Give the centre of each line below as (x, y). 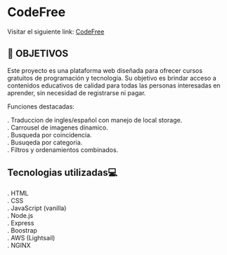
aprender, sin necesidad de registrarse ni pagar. (77, 92)
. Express (21, 223)
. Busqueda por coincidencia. (50, 135)
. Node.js (20, 215)
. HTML (18, 193)
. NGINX (19, 245)
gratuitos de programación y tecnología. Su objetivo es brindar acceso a (112, 78)
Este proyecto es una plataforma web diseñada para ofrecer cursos (105, 70)
